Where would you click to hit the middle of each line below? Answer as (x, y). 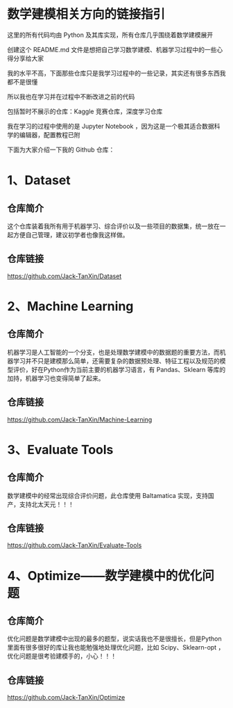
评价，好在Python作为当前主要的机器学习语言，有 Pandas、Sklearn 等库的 (119, 369)
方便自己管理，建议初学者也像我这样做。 (71, 234)
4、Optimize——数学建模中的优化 (105, 576)
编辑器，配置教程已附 (50, 135)
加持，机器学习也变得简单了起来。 (56, 378)
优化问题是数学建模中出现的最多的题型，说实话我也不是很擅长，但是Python (114, 639)
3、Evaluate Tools (60, 450)
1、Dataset (39, 180)
